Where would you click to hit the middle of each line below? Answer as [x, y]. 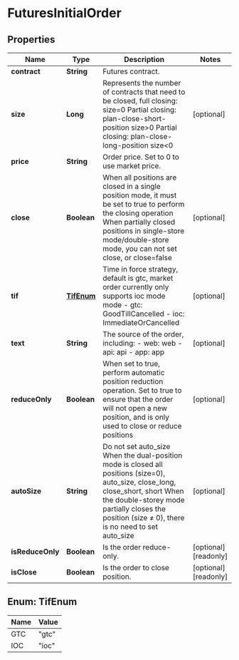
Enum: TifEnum [42, 602]
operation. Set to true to [142, 390]
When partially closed [139, 222]
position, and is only [136, 417]
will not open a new [135, 408]
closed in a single [132, 186]
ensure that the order [138, 399]
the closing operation [138, 213]
